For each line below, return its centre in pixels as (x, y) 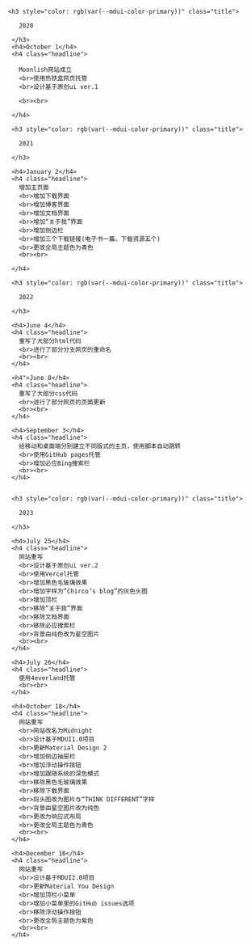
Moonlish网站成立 (45, 70)
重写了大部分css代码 (48, 394)
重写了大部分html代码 (50, 341)
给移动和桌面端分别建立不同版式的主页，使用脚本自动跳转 (100, 446)
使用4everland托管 (47, 678)
